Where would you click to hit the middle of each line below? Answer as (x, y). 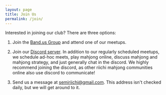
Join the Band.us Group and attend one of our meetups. (69, 42)
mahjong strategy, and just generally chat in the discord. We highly (81, 63)
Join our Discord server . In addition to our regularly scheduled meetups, (86, 52)
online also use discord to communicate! (54, 73)
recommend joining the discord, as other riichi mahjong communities (82, 67)
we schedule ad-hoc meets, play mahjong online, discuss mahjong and (85, 57)
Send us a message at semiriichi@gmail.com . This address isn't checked (87, 82)
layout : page (19, 10)
